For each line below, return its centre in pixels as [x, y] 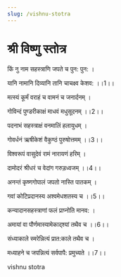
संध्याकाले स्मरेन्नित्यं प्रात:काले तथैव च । [51, 238]
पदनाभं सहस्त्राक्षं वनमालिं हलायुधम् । [47, 125]
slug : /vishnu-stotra [39, 14]
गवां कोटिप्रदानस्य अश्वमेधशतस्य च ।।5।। [56, 196]
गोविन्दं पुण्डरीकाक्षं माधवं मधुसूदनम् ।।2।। [56, 111]
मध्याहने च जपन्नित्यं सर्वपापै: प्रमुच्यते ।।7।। [57, 252]
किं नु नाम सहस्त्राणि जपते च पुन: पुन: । [51, 69]
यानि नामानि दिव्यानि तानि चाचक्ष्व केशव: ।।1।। [61, 83]
